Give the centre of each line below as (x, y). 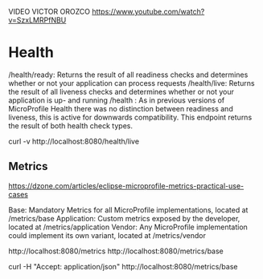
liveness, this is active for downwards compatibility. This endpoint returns (130, 117)
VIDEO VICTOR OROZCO (49, 12)
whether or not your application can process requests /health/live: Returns (131, 83)
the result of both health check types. (70, 125)
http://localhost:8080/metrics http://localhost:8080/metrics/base (116, 251)
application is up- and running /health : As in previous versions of (117, 100)
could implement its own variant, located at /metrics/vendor (107, 235)
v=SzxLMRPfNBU (37, 20)
